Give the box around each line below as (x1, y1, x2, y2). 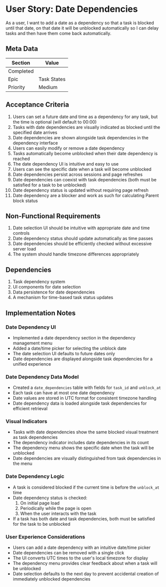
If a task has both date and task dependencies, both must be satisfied (12, 515, 155, 522)
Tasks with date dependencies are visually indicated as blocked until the (12, 124, 160, 130)
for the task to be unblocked (12, 521, 71, 527)
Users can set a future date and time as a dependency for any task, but (12, 114, 158, 120)
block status (12, 198, 38, 204)
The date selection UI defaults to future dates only (12, 350, 115, 356)
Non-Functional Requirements (5, 211, 101, 220)
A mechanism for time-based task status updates (12, 294, 113, 300)
